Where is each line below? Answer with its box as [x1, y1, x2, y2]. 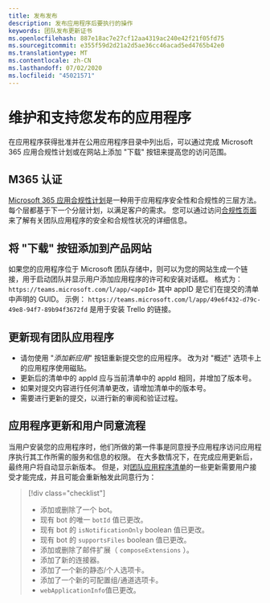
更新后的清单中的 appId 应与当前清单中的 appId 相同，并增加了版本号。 [19, 373, 256, 383]
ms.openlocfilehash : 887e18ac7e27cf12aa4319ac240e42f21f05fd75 [8, 34, 225, 43]
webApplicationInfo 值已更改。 [39, 585, 141, 595]
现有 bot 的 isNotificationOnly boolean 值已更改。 [39, 524, 209, 535]
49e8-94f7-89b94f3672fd [8, 306, 88, 314]
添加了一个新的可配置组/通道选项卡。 [39, 575, 163, 585]
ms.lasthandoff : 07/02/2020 [8, 64, 103, 72]
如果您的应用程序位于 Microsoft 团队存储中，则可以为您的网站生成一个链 [8, 265, 248, 274]
